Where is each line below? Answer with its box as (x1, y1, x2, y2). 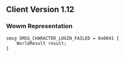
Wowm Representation (6, 22, 73, 30)
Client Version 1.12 (6, 5, 75, 15)
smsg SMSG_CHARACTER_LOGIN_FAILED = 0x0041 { (6, 35, 119, 41)
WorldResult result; (16, 40, 67, 46)
